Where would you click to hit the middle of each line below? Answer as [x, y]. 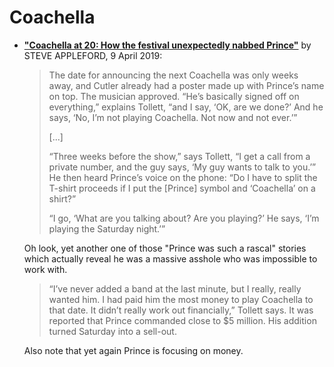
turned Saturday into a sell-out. [112, 331]
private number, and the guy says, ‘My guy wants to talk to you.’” [182, 167]
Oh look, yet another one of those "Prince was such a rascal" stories [165, 248]
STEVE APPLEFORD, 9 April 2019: [93, 55]
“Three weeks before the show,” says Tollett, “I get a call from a [179, 156]
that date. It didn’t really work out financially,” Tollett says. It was [181, 310]
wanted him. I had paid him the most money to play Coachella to [181, 299]
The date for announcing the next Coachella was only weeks [173, 75]
